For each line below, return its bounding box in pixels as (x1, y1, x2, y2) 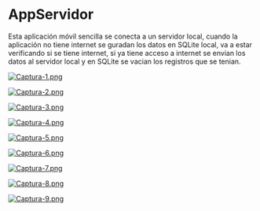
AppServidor (8, 6, 94, 24)
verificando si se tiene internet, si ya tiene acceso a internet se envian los (8, 48, 246, 57)
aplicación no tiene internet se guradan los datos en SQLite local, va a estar (8, 39, 253, 49)
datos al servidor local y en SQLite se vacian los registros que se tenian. (8, 57, 241, 66)
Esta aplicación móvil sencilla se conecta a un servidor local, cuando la (8, 31, 238, 41)
